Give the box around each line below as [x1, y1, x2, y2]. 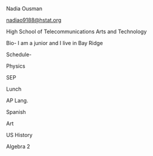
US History [6, 132, 33, 138]
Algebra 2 [6, 143, 30, 150]
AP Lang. [6, 97, 28, 104]
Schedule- [6, 51, 32, 58]
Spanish [6, 109, 26, 115]
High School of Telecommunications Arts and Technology [6, 28, 147, 35]
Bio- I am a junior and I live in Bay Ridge [6, 40, 103, 46]
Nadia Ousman [6, 5, 43, 12]
